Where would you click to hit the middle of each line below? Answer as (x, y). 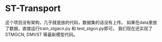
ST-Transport (33, 8)
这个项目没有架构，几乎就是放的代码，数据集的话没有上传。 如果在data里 (79, 22)
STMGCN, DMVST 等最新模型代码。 (41, 34)
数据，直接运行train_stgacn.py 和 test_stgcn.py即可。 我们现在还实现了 (81, 28)
